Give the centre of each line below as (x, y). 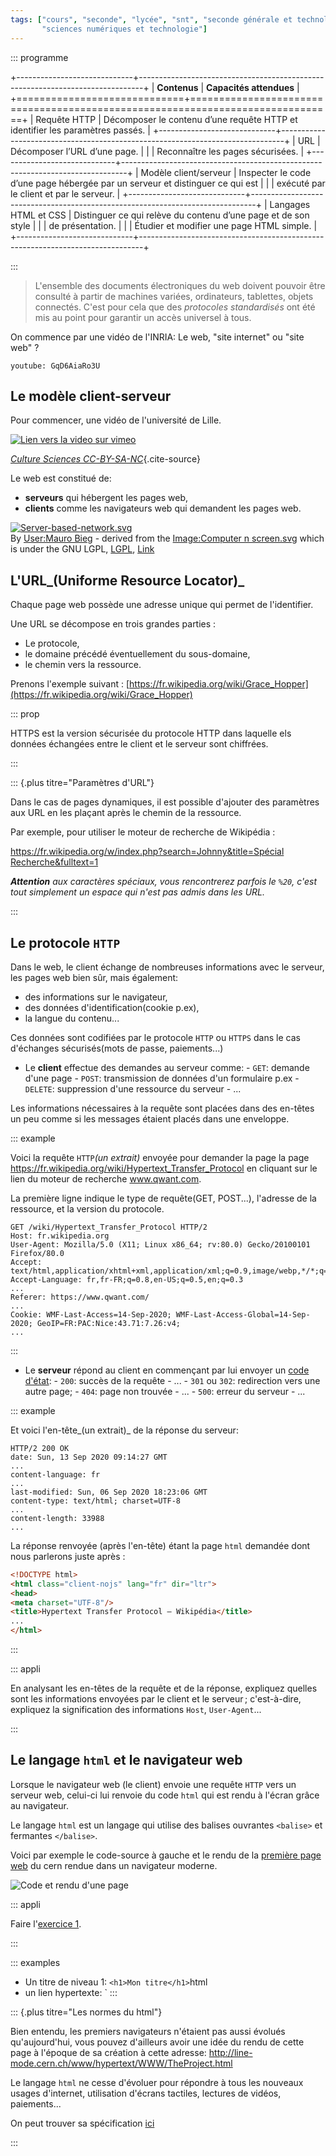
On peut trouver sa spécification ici (82, 2123)
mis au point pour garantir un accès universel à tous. (143, 317)
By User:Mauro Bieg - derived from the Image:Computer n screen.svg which (167, 538)
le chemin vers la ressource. (83, 665)
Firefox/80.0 (37, 1253)
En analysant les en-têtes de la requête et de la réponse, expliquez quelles (164, 1688)
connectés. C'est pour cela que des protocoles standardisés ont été (175, 307)
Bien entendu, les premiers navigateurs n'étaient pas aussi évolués (148, 2031)
